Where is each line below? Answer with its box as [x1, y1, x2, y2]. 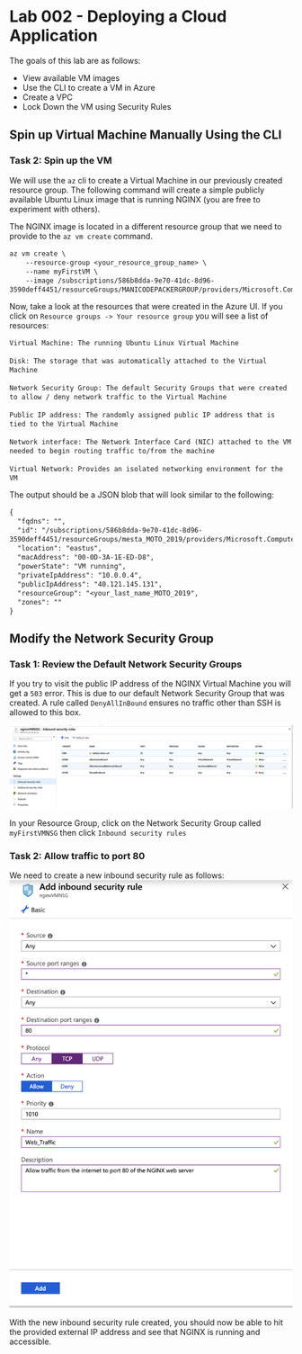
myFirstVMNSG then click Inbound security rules [9, 827, 187, 838]
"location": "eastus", [17, 543, 102, 552]
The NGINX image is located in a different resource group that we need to [9, 220, 282, 231]
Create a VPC [22, 92, 74, 103]
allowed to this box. [9, 707, 82, 718]
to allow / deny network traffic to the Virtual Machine [9, 392, 227, 401]
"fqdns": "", [17, 516, 67, 525]
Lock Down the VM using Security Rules [22, 101, 172, 112]
